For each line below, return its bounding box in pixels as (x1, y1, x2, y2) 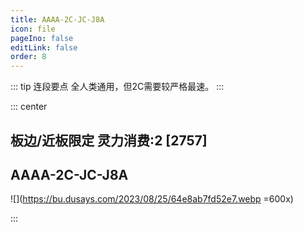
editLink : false (10, 42, 78, 53)
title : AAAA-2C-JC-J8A (10, 14, 105, 25)
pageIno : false (10, 33, 74, 43)
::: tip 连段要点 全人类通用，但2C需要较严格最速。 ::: (10, 81, 225, 93)
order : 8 (10, 52, 47, 62)
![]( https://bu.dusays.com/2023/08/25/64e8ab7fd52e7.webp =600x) (10, 193, 294, 205)
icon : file (10, 24, 56, 34)
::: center (10, 101, 48, 113)
